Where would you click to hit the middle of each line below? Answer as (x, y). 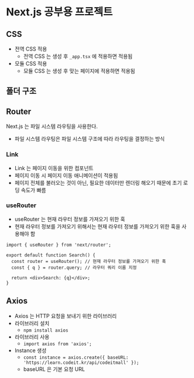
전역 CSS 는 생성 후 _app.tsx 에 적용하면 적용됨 (78, 56)
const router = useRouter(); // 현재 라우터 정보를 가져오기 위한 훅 (89, 261)
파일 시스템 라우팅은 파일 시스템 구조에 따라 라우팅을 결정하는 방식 (90, 139)
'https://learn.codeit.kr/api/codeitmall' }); (81, 362)
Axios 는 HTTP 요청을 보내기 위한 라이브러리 (66, 316)
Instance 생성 (30, 350)
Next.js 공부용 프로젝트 (59, 12)
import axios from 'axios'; (57, 344)
